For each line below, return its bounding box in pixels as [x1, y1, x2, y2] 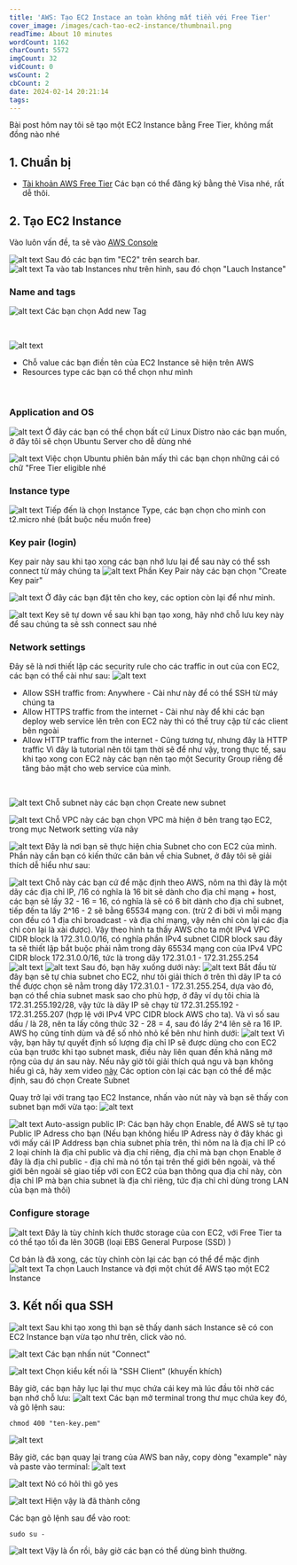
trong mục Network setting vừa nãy [9, 824, 139, 834]
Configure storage [9, 1207, 90, 1219]
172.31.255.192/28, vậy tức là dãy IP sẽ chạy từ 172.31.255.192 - [9, 999, 239, 1011]
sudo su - [9, 1530, 46, 1538]
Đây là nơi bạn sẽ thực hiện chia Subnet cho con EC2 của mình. [44, 841, 277, 852]
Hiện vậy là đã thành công [44, 1495, 141, 1506]
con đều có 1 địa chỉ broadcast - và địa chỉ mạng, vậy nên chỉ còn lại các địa [9, 915, 289, 926]
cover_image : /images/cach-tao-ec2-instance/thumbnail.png [9, 21, 232, 30]
